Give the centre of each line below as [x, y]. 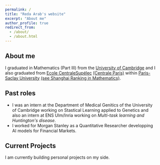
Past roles [20, 93]
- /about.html [23, 37]
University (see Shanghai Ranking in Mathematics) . [70, 78]
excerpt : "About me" [26, 18]
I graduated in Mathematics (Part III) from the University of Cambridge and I [80, 68]
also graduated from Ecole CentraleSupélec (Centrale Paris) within [71, 73]
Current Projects [30, 146]
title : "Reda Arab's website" [36, 14]
